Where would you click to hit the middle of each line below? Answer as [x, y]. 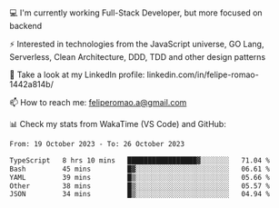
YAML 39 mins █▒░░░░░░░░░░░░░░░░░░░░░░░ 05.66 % [140, 177]
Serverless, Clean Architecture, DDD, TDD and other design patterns [138, 57]
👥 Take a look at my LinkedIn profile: [77, 74]
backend [26, 26]
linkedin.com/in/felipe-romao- [203, 74]
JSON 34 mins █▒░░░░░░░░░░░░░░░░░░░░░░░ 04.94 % [140, 194]
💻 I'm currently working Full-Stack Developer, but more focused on [136, 13]
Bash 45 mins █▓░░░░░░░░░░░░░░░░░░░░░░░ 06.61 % [140, 169]
